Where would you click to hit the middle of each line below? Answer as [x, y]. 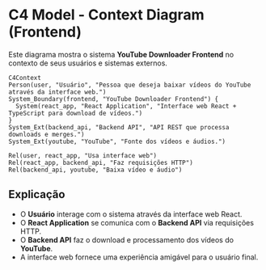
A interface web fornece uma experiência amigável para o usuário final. [139, 257]
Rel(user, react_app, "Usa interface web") [83, 155]
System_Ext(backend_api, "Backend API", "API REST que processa [119, 127]
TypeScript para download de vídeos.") [76, 113]
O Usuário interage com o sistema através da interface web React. [131, 214]
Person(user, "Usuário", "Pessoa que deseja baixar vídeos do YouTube [130, 85]
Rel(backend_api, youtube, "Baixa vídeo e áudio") [95, 170]
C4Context [25, 78]
